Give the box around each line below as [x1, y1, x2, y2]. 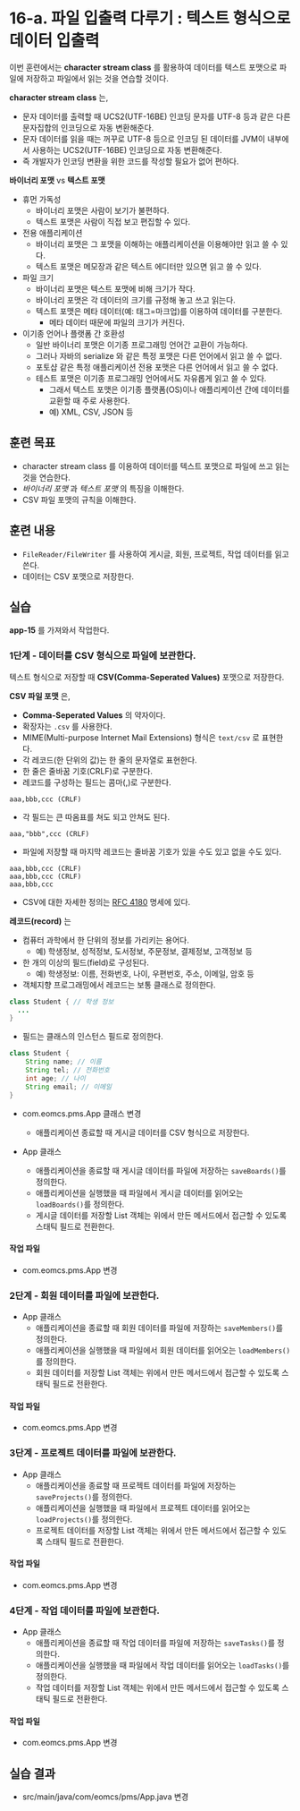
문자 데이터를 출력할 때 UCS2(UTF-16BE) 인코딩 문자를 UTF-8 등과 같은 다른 [21, 111, 291, 122]
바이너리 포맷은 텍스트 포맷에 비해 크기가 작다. [35, 283, 196, 294]
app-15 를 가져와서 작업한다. [9, 625, 110, 636]
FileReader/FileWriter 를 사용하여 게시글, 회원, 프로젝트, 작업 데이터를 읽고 [21, 548, 290, 560]
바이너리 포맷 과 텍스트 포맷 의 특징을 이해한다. [21, 483, 185, 493]
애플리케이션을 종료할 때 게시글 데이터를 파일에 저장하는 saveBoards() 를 [35, 1165, 287, 1175]
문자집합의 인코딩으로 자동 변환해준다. [21, 122, 154, 132]
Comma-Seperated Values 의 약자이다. [21, 709, 166, 721]
